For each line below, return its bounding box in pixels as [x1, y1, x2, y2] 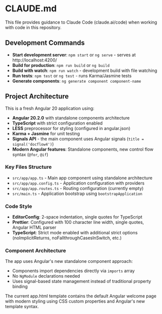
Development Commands [5, 39, 85, 47]
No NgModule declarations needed [12, 273, 80, 279]
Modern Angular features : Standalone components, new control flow [12, 146, 154, 152]
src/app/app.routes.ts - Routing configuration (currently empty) [12, 185, 144, 191]
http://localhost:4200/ [12, 57, 58, 63]
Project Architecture [5, 92, 69, 101]
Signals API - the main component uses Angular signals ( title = [12, 136, 144, 142]
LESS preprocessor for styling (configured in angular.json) [12, 125, 130, 131]
